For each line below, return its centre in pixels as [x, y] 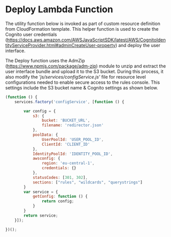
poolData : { [45, 135]
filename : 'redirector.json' [72, 125]
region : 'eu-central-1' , [68, 163]
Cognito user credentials [31, 34]
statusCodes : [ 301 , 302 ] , [60, 177]
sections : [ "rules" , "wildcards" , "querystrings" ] [88, 182]
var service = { [41, 192]
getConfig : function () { [60, 197]
